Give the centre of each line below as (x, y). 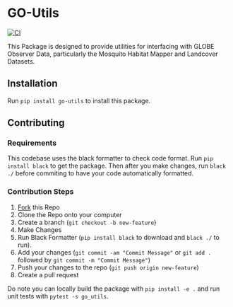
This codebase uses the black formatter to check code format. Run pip (110, 158)
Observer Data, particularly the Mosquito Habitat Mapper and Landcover (113, 54)
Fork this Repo (38, 207)
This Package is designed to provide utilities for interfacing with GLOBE (111, 46)
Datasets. (21, 61)
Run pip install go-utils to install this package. (79, 100)
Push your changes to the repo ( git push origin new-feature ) (108, 267)
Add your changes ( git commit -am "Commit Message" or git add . (114, 252)
